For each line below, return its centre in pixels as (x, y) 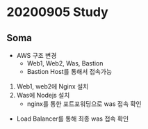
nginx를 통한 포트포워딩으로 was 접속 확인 (84, 104)
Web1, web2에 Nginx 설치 (52, 86)
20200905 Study (57, 12)
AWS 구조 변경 (36, 55)
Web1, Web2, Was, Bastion (65, 63)
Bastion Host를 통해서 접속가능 (69, 71)
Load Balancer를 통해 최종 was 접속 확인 (73, 119)
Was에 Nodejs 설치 (43, 95)
